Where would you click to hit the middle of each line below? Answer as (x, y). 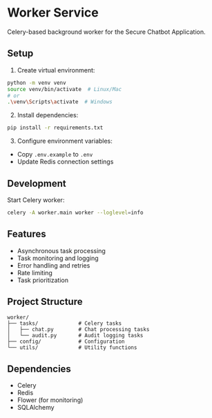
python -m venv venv (37, 83)
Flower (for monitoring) (50, 400)
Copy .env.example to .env (55, 155)
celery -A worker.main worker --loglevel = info (75, 212)
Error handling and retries (54, 265)
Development (37, 183)
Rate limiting (35, 272)
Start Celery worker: (36, 200)
